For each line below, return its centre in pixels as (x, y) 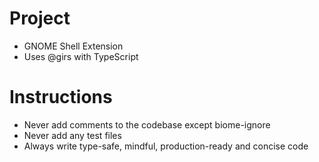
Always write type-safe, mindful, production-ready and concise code (166, 146)
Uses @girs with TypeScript (81, 56)
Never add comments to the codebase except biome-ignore (147, 124)
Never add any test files (72, 135)
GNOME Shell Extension (73, 46)
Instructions (61, 97)
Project (40, 18)
